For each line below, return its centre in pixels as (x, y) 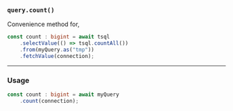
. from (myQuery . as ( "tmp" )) (57, 50)
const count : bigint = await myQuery (63, 95)
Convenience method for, (43, 24)
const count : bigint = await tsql (59, 37)
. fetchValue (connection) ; (57, 56)
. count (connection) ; (49, 101)
